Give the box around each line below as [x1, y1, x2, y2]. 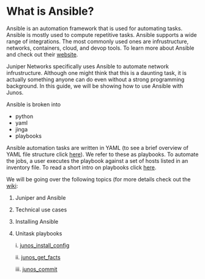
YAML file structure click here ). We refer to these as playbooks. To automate [6, 151, 199, 158]
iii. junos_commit [15, 265, 58, 273]
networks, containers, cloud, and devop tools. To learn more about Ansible [6, 44, 195, 52]
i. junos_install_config [15, 242, 70, 249]
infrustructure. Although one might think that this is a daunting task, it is [6, 69, 187, 76]
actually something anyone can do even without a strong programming [6, 76, 185, 83]
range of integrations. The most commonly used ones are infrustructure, [6, 37, 188, 45]
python [15, 112, 34, 120]
